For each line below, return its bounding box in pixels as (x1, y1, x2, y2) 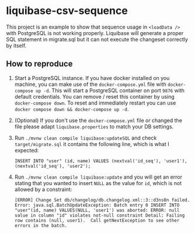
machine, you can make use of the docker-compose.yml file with (14, 81, 166, 88)
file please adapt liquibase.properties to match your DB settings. (14, 123, 174, 130)
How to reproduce (6, 59, 73, 69)
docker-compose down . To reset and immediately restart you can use (14, 99, 176, 106)
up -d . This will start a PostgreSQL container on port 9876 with (36, 86, 185, 94)
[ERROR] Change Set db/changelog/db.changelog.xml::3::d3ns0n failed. (14, 197, 190, 203)
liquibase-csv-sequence (6, 4, 128, 18)
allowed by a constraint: (14, 186, 72, 193)
